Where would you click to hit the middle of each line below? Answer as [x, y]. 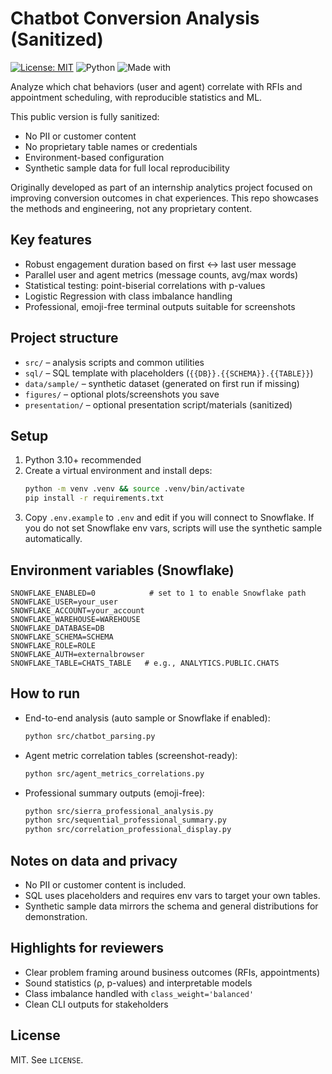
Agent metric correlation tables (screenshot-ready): [131, 755]
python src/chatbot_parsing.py [90, 736]
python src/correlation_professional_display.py [128, 830]
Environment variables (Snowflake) [122, 570]
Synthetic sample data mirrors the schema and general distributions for [171, 906]
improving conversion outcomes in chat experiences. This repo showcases [164, 198]
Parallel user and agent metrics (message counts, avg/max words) [161, 274]
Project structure [64, 338]
